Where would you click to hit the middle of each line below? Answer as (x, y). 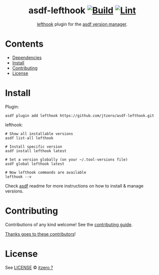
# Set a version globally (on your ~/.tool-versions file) (67, 160)
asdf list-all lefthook (29, 138)
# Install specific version (34, 147)
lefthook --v (18, 177)
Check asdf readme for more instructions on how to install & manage (74, 186)
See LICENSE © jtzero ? (29, 267)
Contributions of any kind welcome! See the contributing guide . (69, 224)
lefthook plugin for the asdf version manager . (82, 24)
